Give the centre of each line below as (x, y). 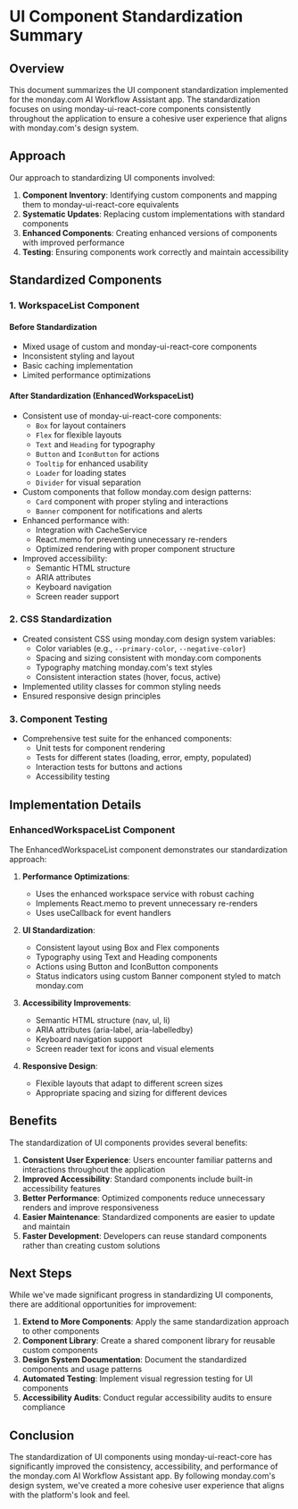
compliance (44, 1407)
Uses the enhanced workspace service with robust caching (145, 894)
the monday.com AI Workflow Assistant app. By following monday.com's (142, 1476)
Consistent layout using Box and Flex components (128, 947)
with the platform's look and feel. (70, 1495)
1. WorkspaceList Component (74, 306)
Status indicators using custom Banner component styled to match (158, 976)
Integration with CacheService (91, 530)
